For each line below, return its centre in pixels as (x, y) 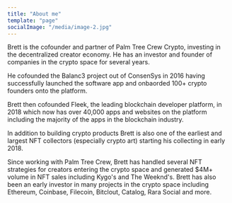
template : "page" (33, 21)
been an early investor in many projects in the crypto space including (108, 185)
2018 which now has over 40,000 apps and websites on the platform (107, 112)
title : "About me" (34, 14)
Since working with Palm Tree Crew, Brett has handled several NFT (105, 162)
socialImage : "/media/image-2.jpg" (60, 27)
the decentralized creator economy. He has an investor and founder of (110, 54)
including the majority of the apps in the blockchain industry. (95, 120)
